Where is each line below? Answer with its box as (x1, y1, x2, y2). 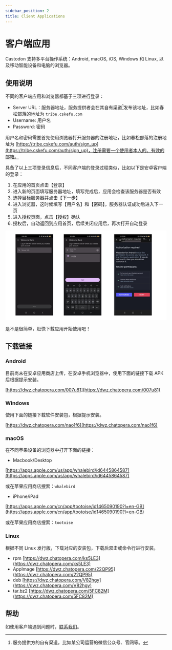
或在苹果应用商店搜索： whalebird (5, 483, 76, 489)
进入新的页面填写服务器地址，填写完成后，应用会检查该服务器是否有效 (12, 188, 161, 194)
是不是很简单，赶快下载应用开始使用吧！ (5, 325, 91, 331)
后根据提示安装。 (5, 376, 41, 383)
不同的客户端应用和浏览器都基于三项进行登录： (5, 93, 104, 99)
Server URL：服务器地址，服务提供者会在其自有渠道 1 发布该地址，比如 (12, 103, 160, 110)
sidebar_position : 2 (5, 8, 50, 13)
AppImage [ (12, 566, 38, 572)
